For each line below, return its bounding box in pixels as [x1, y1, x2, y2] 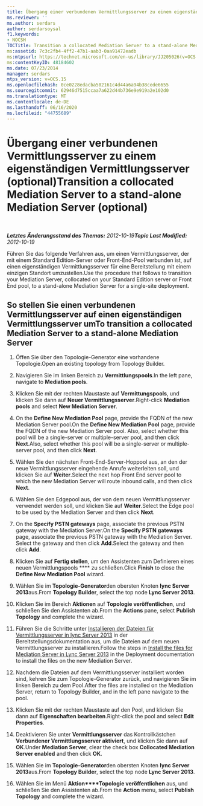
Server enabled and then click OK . [15, 750, 102, 758]
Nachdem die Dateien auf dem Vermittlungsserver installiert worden [15, 669, 184, 676]
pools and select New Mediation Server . [15, 403, 118, 410]
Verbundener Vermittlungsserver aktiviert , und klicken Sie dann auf [15, 737, 188, 744]
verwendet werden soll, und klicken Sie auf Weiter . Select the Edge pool [15, 502, 195, 510]
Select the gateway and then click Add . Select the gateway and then [15, 539, 184, 547]
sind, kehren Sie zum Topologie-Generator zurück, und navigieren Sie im [15, 675, 196, 683]
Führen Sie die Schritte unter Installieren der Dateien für [15, 625, 154, 632]
